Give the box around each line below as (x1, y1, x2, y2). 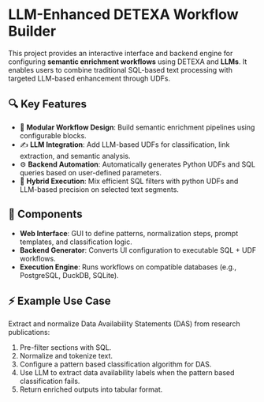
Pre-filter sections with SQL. (19, 343, 112, 352)
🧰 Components (8, 208, 83, 221)
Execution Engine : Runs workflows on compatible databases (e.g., (19, 262, 237, 272)
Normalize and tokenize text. (19, 351, 113, 361)
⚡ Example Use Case (8, 294, 111, 307)
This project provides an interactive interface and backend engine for (8, 48, 233, 58)
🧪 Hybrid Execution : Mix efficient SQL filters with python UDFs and (19, 176, 239, 186)
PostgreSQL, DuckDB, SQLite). (19, 270, 120, 280)
